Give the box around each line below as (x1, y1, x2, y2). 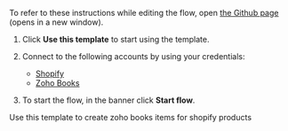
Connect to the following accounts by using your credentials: (21, 51, 245, 61)
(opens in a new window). (9, 17, 104, 27)
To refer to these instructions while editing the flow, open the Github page (9, 8, 279, 18)
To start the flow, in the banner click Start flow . (21, 95, 196, 105)
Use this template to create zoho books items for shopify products (9, 112, 252, 122)
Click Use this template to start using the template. (21, 35, 210, 44)
